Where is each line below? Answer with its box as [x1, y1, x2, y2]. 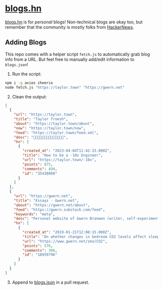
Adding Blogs [5, 38, 47, 47]
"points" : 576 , [22, 243, 53, 248]
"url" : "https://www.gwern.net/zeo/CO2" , [22, 239, 108, 244]
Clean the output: [12, 93, 47, 100]
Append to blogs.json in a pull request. [12, 279, 90, 285]
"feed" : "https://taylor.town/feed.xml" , [14, 130, 98, 135]
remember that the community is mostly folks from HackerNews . [5, 24, 134, 30]
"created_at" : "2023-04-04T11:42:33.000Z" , [22, 148, 112, 153]
